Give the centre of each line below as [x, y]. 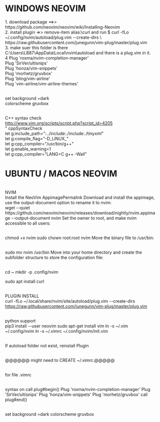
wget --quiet [18, 208]
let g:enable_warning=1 [28, 149]
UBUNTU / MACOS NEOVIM [61, 174]
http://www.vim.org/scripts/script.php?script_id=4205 [59, 123]
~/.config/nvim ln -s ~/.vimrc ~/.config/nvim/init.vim [57, 331]
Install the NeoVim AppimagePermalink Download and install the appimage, [80, 197]
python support [21, 321]
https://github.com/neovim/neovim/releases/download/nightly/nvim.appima [80, 213]
